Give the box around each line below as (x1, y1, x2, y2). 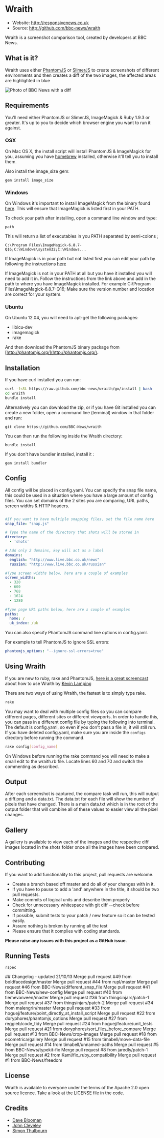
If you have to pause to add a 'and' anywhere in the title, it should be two (12, 887, 159, 892)
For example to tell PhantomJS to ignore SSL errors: (5, 639, 110, 645)
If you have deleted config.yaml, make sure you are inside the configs (5, 729, 146, 735)
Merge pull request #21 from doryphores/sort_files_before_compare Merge (5, 1026, 156, 1032)
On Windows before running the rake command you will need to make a (5, 753, 150, 759)
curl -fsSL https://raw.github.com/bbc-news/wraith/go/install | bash (5, 386, 152, 392)
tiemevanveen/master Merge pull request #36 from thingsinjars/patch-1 (5, 994, 149, 1000)
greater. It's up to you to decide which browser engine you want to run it (5, 120, 151, 125)
